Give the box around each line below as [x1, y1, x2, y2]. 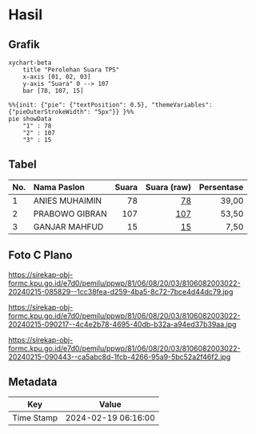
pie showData [8, 115, 52, 123]
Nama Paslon [33, 181, 86, 193]
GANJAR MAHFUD [33, 221, 104, 232]
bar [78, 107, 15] [22, 87, 84, 95]
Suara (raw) [145, 181, 192, 193]
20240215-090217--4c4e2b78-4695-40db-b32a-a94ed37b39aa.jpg [8, 319, 237, 329]
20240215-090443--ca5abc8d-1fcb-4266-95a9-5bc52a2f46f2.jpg [8, 351, 231, 362]
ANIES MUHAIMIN [33, 195, 102, 206]
